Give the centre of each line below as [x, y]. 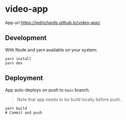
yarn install [18, 59]
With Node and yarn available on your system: [51, 49]
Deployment [24, 78]
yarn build [16, 108]
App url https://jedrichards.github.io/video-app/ [53, 23]
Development [26, 38]
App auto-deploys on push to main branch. [47, 90]
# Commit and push [24, 113]
